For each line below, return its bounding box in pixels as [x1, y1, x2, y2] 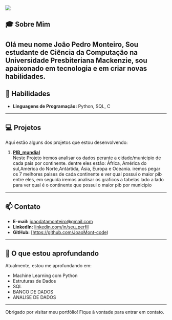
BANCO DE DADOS [12, 289, 54, 295]
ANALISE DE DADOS [12, 294, 56, 301]
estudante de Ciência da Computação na [5, 48, 138, 57]
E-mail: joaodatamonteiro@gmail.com [12, 219, 93, 225]
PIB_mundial [12, 150, 40, 156]
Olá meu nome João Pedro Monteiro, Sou [5, 40, 138, 49]
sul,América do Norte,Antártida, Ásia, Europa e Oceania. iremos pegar [12, 166, 161, 172]
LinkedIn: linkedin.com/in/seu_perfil [12, 224, 89, 230]
